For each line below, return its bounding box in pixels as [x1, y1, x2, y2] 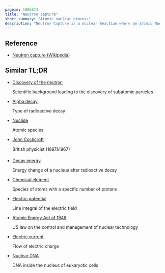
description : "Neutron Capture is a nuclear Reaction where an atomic [5, 21, 153, 26]
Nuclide [12, 117, 28, 123]
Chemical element [12, 176, 49, 182]
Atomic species [12, 127, 44, 133]
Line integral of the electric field [12, 205, 77, 211]
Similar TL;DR [5, 66, 48, 75]
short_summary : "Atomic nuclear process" [5, 16, 91, 21]
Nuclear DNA [12, 252, 39, 258]
